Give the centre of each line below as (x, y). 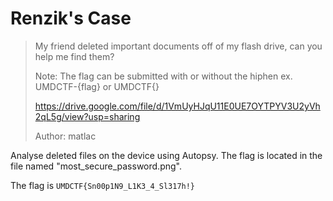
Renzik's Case (71, 18)
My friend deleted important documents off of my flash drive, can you (178, 46)
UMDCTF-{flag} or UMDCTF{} (97, 86)
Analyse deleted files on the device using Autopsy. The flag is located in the (166, 155)
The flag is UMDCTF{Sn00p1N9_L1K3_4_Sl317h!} (103, 185)
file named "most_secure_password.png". (96, 166)
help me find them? (74, 56)
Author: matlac (65, 136)
